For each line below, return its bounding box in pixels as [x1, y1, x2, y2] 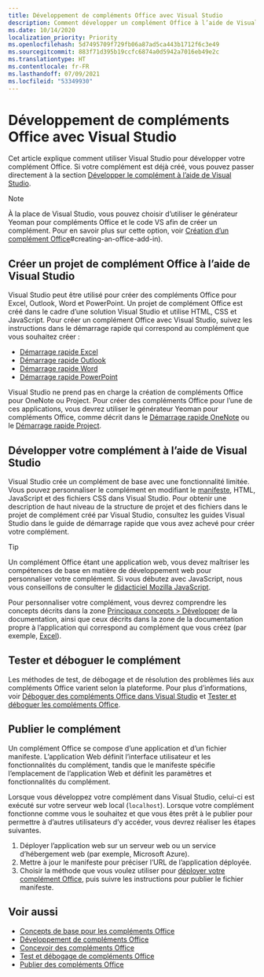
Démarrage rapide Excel [19, 347, 98, 357]
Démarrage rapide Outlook [19, 355, 106, 365]
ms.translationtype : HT [8, 56, 86, 64]
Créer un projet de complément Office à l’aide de [8, 257, 251, 270]
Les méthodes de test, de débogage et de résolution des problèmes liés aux [8, 674, 255, 684]
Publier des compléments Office [19, 960, 124, 969]
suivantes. [8, 825, 42, 835]
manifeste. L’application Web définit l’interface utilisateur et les [8, 751, 211, 761]
